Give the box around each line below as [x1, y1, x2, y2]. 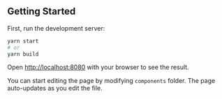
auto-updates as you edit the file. [7, 84, 103, 93]
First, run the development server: [7, 24, 105, 32]
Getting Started [7, 6, 76, 17]
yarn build [7, 50, 39, 58]
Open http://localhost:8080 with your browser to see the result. [7, 63, 190, 72]
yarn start [7, 38, 39, 45]
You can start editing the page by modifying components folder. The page [7, 77, 216, 85]
